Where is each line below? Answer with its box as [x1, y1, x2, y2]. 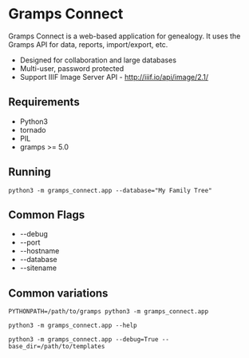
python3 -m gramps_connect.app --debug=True [8, 336, 159, 344]
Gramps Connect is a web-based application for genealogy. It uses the [8, 31, 241, 41]
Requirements [8, 95, 80, 109]
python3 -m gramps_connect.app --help [8, 321, 137, 330]
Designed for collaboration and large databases [19, 55, 177, 65]
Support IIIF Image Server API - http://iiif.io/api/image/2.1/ [19, 72, 209, 82]
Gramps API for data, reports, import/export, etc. [8, 39, 168, 49]
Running [8, 165, 52, 179]
